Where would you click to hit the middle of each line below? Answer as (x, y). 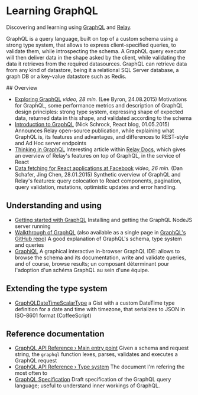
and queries (29, 245)
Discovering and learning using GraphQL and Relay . (69, 27)
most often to (31, 373)
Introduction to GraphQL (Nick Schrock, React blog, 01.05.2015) (92, 124)
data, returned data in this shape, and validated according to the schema (103, 118)
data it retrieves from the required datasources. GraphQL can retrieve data (97, 64)
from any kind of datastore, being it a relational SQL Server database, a (92, 70)
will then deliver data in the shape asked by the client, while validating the (96, 57)
